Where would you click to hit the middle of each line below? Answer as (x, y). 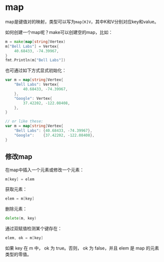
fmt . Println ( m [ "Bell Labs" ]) (35, 60)
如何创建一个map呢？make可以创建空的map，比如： (59, 32)
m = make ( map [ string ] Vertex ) (35, 41)
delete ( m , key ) (21, 219)
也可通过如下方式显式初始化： (36, 70)
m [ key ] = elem (20, 179)
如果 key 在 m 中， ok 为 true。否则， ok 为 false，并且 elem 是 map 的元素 (82, 248)
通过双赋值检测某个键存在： (34, 229)
